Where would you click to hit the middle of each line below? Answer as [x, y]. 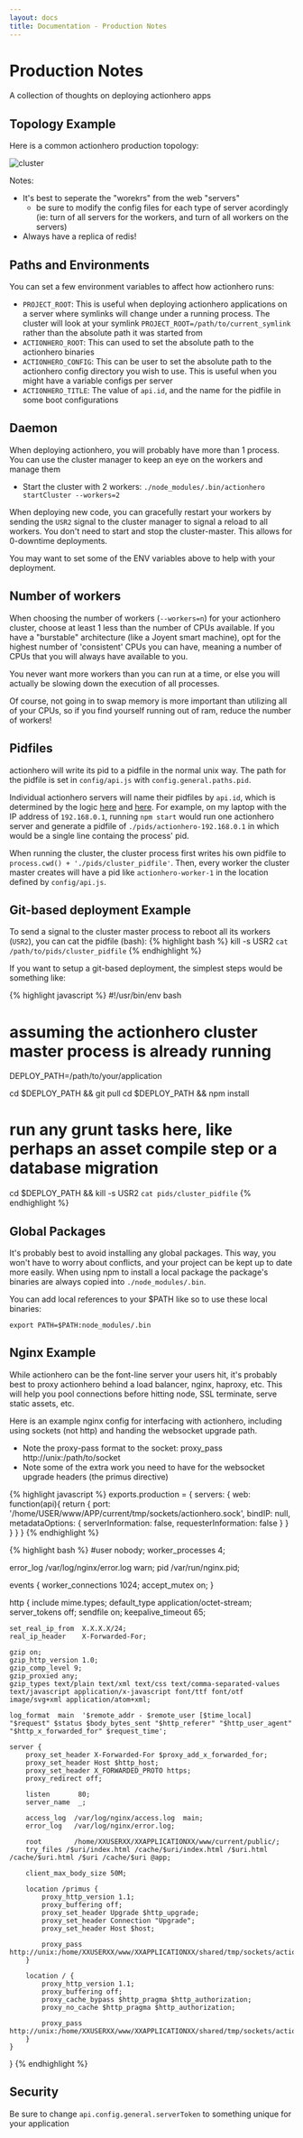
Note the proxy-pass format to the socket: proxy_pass [122, 1448]
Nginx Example [53, 1353]
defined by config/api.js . [58, 881]
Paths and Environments [80, 265]
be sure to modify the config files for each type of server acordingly [162, 207]
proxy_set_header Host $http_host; [92, 1763]
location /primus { [62, 1889]
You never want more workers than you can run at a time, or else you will [145, 674]
